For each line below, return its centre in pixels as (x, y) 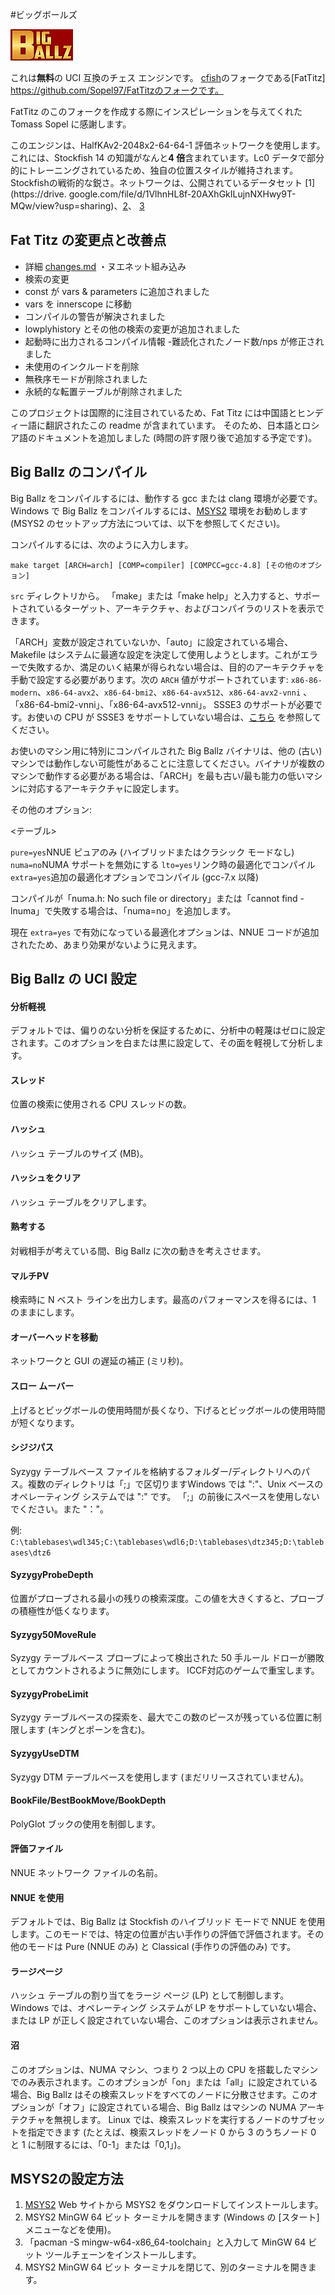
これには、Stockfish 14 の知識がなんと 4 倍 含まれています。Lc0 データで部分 (167, 157)
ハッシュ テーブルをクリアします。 (81, 1202)
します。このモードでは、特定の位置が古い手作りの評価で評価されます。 (158, 1934)
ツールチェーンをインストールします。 (123, 2255)
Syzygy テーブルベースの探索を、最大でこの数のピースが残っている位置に (161, 1717)
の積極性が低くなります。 (62, 1611)
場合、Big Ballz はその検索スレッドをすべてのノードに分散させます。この (160, 2094)
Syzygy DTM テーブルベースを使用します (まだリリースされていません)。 (159, 1777)
